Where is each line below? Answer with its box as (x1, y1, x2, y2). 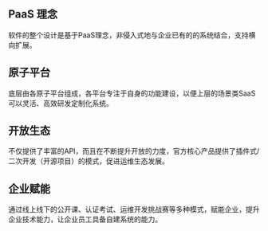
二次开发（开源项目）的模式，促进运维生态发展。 (8, 156, 169, 166)
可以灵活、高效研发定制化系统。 (8, 98, 113, 108)
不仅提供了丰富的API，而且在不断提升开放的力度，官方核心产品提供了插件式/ (8, 147, 260, 156)
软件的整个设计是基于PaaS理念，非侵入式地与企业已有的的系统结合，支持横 (8, 30, 256, 40)
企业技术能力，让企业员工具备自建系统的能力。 (8, 214, 162, 225)
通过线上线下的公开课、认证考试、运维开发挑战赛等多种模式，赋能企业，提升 (8, 205, 260, 214)
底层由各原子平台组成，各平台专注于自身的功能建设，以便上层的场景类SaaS (8, 88, 256, 98)
